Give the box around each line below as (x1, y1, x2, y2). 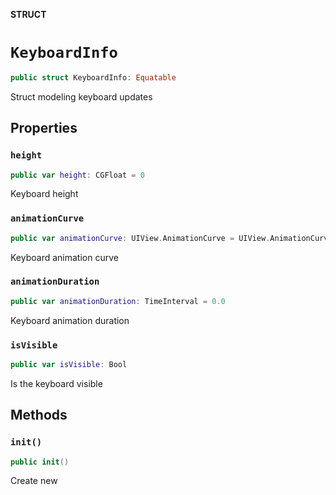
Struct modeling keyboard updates (10, 90, 153, 103)
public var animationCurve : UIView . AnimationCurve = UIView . (10, 233, 271, 243)
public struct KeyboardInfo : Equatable (10, 72, 177, 83)
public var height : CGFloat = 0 (10, 170, 145, 180)
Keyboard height (10, 188, 79, 200)
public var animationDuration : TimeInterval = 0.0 (10, 296, 226, 306)
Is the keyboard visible (10, 377, 103, 389)
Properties (10, 120, 78, 137)
